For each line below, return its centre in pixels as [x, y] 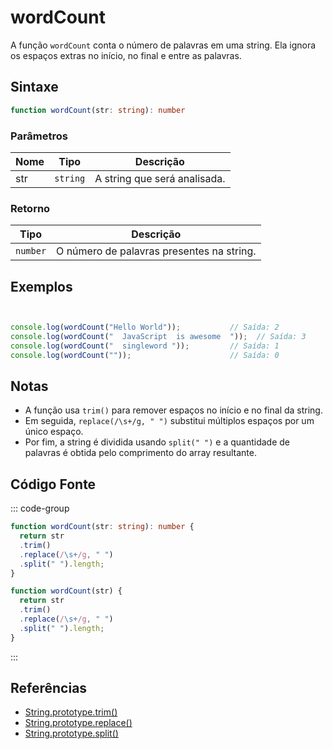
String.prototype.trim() [71, 712]
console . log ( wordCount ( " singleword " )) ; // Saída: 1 [145, 346]
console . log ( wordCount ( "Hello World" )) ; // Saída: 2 [145, 327]
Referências [49, 688]
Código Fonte [53, 484]
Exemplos [41, 286]
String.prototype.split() [71, 733]
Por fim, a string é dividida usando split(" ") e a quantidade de [157, 442]
